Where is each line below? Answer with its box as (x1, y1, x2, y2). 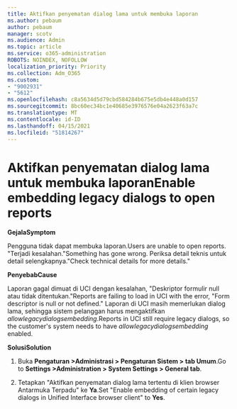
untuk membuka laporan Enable (7, 174, 196, 191)
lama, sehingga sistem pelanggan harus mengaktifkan (7, 307, 165, 315)
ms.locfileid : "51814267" (7, 129, 84, 136)
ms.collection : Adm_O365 (7, 69, 81, 77)
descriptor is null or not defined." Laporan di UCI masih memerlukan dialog (7, 299, 226, 308)
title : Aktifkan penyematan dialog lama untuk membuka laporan (7, 10, 199, 18)
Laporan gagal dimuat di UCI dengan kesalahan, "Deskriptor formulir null (7, 284, 220, 293)
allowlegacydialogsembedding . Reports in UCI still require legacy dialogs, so (7, 315, 230, 323)
